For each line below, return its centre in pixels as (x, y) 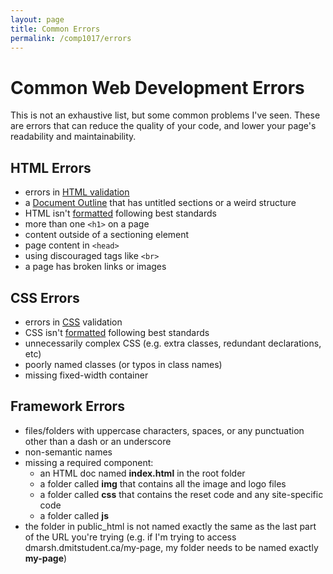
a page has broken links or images (95, 267)
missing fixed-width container (86, 375)
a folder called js (74, 515)
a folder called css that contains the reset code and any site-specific (181, 494)
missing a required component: (89, 462)
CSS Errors (45, 297)
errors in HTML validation (77, 192)
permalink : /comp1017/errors (71, 38)
